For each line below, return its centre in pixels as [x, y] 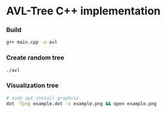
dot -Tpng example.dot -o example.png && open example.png [82, 103]
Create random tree [35, 58]
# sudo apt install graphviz [43, 98]
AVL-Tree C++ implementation [83, 11]
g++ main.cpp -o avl [32, 42]
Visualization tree [32, 85]
